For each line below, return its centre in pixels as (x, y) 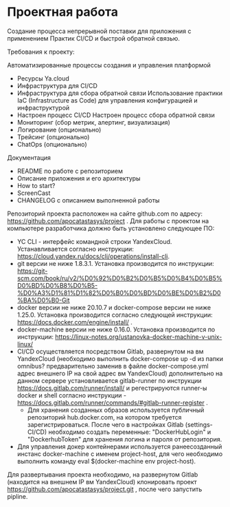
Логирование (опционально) (59, 130)
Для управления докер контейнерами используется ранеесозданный (119, 446)
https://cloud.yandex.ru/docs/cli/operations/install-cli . (93, 256)
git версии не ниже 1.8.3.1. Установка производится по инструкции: (115, 263)
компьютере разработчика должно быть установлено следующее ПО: (111, 228)
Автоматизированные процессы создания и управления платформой (109, 65)
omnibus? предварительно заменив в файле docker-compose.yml (113, 366)
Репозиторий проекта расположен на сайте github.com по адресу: (105, 214)
